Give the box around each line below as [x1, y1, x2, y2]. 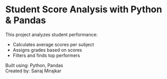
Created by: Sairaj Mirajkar [5, 68, 61, 74]
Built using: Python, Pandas [5, 62, 64, 68]
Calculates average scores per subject [12, 41, 94, 47]
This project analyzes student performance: [5, 31, 98, 37]
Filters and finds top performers [12, 52, 80, 58]
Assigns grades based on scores [12, 47, 82, 53]
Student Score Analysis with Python [5, 4, 162, 15]
